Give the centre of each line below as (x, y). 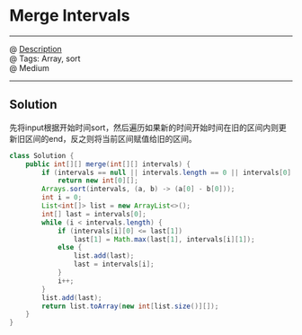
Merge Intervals (70, 16)
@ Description (36, 48)
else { (70, 248)
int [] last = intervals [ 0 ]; (94, 214)
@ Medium (29, 67)
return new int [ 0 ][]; (98, 181)
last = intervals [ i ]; (114, 264)
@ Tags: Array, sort (45, 58)
